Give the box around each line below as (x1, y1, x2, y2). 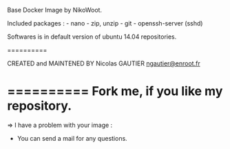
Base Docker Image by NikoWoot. (7, 6, 102, 14)
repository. (7, 98, 72, 114)
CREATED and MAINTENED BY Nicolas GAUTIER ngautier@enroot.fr (7, 59, 201, 68)
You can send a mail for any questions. (17, 134, 127, 142)
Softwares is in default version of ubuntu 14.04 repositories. (7, 32, 177, 41)
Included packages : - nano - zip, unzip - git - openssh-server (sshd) (7, 19, 203, 27)
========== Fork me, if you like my (7, 83, 223, 99)
